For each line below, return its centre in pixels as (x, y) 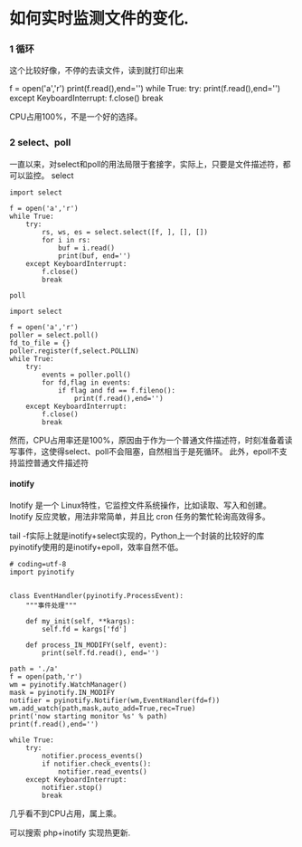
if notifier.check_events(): (97, 764)
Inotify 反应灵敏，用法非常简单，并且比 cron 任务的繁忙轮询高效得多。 (140, 516)
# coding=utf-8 (38, 564)
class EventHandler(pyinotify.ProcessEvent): (96, 595)
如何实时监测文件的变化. (99, 19)
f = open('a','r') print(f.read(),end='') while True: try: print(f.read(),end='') (145, 89)
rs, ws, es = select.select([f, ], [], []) (125, 232)
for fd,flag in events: (86, 382)
